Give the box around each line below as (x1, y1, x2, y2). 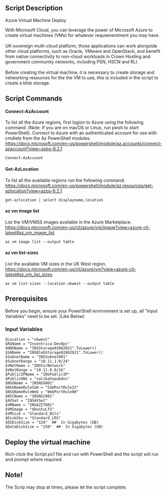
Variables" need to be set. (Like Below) (5, 313, 85, 319)
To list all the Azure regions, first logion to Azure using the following (5, 119, 144, 125)
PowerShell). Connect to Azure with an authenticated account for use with (5, 130, 157, 136)
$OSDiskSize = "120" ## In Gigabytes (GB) (5, 420, 99, 425)
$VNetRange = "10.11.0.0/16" (5, 368, 66, 373)
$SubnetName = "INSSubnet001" (5, 354, 68, 360)
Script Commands (5, 94, 63, 103)
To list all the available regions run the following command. (5, 177, 125, 183)
